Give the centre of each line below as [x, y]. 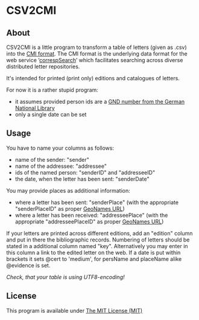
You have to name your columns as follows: [60, 148]
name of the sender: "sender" [52, 159]
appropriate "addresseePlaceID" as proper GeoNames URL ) [89, 222]
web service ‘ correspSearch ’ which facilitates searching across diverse [95, 60]
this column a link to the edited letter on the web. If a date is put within [93, 252]
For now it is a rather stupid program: [52, 90]
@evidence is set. [28, 265]
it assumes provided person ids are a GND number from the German [100, 101]
